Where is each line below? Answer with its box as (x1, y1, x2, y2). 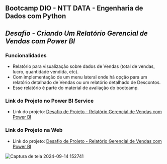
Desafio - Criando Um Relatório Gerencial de (5, 29, 148, 37)
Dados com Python (5, 12, 66, 21)
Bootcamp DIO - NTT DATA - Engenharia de (5, 4, 143, 13)
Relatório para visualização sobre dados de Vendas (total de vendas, (12, 63, 155, 69)
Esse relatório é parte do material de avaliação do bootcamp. (12, 85, 139, 91)
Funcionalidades (5, 52, 47, 59)
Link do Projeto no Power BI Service (5, 98, 94, 104)
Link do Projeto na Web (5, 127, 63, 134)
